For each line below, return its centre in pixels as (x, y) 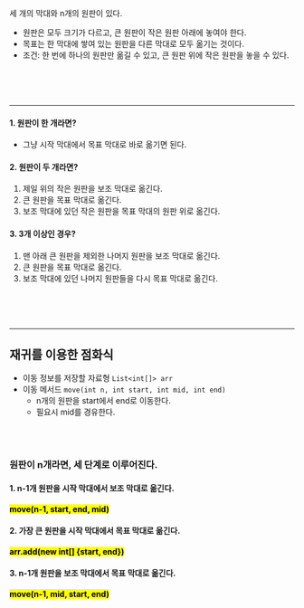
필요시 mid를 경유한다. (76, 412)
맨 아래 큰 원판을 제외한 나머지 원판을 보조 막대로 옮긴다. (121, 255)
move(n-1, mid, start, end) (60, 594)
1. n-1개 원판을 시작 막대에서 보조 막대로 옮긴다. (92, 488)
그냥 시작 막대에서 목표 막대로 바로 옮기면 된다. (104, 145)
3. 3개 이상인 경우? (43, 234)
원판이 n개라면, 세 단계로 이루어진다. (84, 465)
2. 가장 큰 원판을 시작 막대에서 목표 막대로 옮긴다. (95, 531)
